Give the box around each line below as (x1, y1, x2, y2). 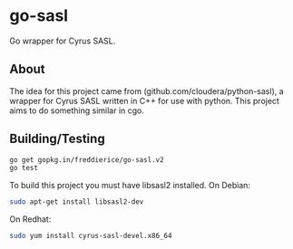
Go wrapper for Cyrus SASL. (9, 35, 116, 46)
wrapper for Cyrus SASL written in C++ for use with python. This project (9, 95, 279, 106)
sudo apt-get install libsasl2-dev (9, 197, 144, 206)
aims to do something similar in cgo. (9, 105, 145, 116)
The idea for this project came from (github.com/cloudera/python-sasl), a (9, 85, 284, 96)
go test (9, 164, 39, 173)
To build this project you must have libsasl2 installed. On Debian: (9, 180, 251, 191)
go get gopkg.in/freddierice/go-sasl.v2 (9, 155, 165, 164)
